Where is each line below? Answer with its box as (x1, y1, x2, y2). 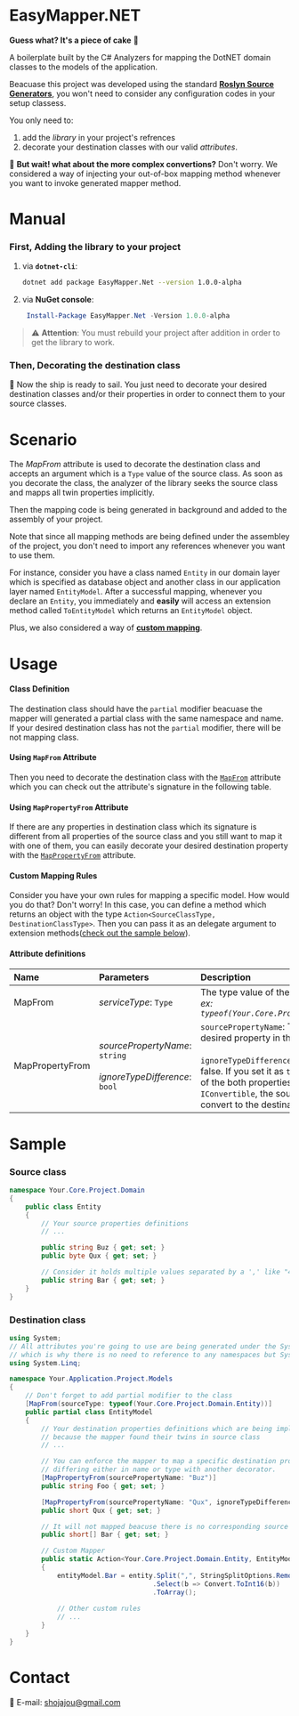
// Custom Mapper (41, 1546, 105, 1556)
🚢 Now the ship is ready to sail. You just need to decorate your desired (9, 379, 267, 390)
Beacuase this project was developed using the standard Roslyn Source (9, 78, 274, 89)
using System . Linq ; (9, 1358, 82, 1367)
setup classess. (9, 97, 67, 108)
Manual (9, 209, 67, 230)
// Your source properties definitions (41, 1218, 190, 1228)
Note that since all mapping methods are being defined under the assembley (9, 531, 290, 542)
